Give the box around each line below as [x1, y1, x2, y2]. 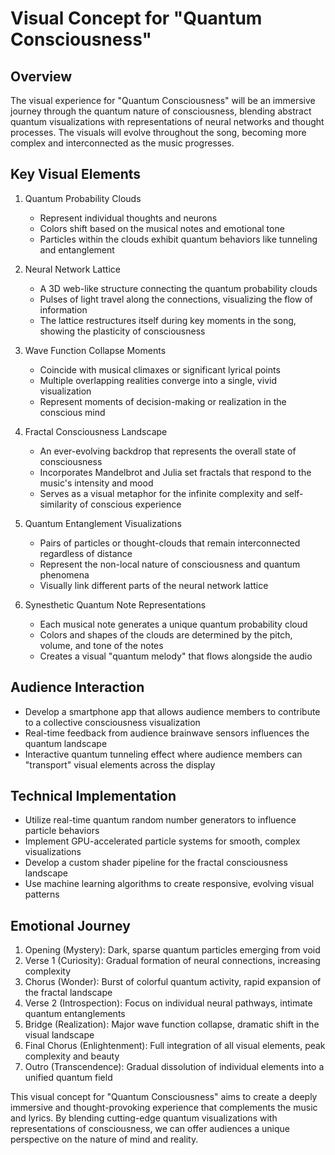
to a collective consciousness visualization [24, 716, 201, 728]
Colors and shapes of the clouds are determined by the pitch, [39, 628, 293, 641]
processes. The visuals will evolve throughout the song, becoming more [10, 127, 307, 138]
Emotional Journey [10, 917, 131, 934]
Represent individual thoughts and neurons [39, 212, 218, 224]
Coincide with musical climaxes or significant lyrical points [39, 363, 281, 376]
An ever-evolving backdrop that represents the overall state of [39, 445, 297, 457]
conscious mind [39, 406, 106, 418]
